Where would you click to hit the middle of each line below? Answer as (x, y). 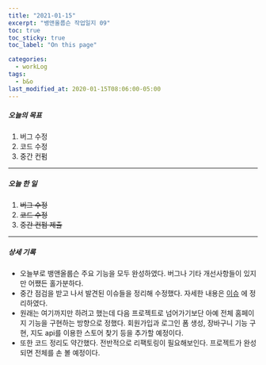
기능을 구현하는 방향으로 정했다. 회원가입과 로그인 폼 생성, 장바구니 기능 (138, 323)
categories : (28, 60)
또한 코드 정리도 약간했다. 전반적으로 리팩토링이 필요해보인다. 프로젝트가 (131, 343)
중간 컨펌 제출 (41, 225)
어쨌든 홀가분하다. (56, 283)
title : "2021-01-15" (42, 15)
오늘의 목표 (25, 115)
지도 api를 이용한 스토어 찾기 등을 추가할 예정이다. (107, 333)
